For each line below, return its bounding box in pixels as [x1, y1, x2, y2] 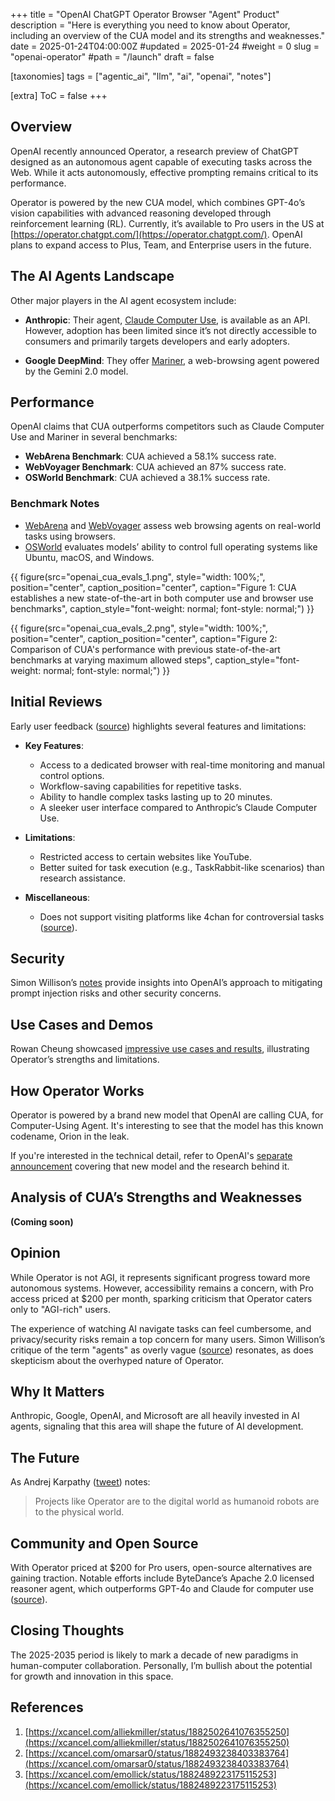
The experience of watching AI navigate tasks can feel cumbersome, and [10, 1322, 312, 1334]
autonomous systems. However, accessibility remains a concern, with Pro [10, 1282, 314, 1294]
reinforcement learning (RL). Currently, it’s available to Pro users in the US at [10, 217, 325, 229]
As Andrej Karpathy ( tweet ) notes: [10, 1476, 151, 1488]
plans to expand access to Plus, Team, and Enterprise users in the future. [10, 239, 312, 251]
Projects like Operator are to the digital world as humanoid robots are [34, 1495, 320, 1508]
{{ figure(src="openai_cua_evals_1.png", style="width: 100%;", [10, 570, 266, 583]
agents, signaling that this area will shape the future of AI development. [10, 1420, 304, 1433]
